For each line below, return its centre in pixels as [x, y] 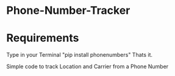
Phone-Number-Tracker [68, 11]
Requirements [43, 38]
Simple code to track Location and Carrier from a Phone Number [87, 66]
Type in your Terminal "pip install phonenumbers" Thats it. [80, 55]
